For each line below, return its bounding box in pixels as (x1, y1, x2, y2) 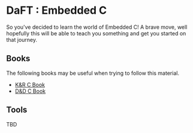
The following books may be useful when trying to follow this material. (6, 69, 180, 77)
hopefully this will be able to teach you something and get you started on (6, 29, 186, 37)
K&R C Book (14, 81, 45, 88)
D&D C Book (14, 87, 46, 95)
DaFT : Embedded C (6, 4, 107, 17)
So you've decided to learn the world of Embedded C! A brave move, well (6, 23, 188, 31)
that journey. (6, 36, 38, 43)
